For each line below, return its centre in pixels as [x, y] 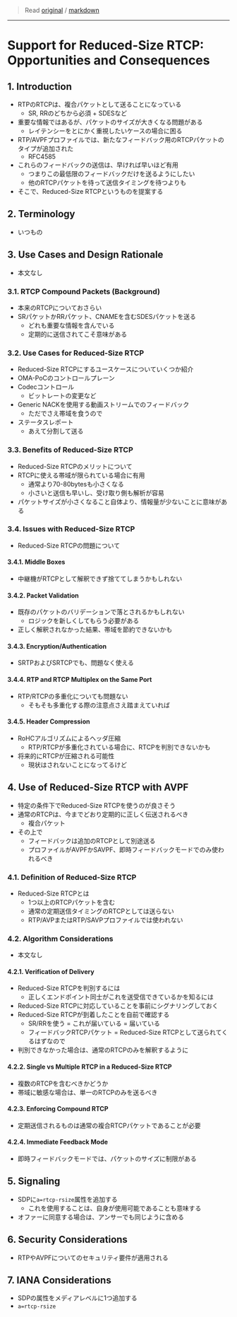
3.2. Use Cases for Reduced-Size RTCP [76, 353]
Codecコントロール [46, 387]
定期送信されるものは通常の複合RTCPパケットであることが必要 [109, 1125]
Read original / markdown [62, 10]
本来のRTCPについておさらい [60, 308]
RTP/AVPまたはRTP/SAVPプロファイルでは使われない [105, 919]
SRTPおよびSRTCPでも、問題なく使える [75, 663]
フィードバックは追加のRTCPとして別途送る [92, 840]
